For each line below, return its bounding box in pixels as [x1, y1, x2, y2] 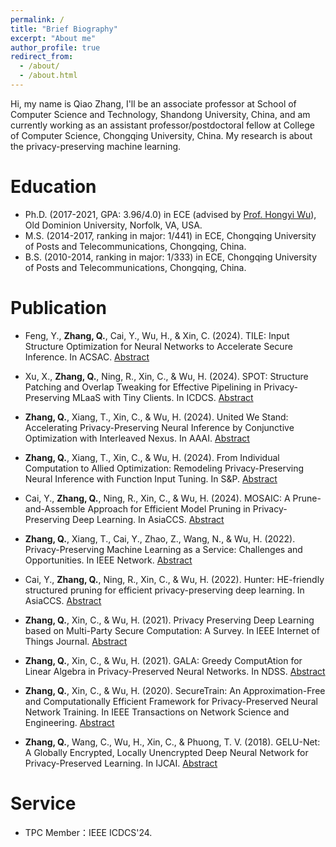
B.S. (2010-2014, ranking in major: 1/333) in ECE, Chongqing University [24, 251, 318, 263]
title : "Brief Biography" [10, 24, 118, 34]
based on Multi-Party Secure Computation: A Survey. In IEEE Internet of [24, 624, 320, 636]
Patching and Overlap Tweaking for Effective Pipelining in [24, 381, 262, 393]
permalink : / [10, 14, 65, 25]
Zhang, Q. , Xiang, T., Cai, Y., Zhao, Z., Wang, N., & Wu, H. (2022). [24, 532, 296, 545]
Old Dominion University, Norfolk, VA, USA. [24, 219, 203, 231]
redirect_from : [10, 52, 74, 62]
